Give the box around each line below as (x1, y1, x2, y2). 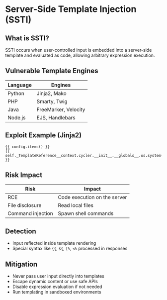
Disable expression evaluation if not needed (12, 284, 102, 290)
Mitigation (5, 260, 38, 268)
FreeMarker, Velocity (36, 106, 85, 113)
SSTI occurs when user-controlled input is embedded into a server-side (5, 47, 152, 53)
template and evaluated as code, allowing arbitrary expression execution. (5, 52, 155, 58)
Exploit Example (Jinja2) (5, 131, 82, 140)
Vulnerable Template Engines (5, 67, 98, 75)
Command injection (7, 210, 53, 217)
